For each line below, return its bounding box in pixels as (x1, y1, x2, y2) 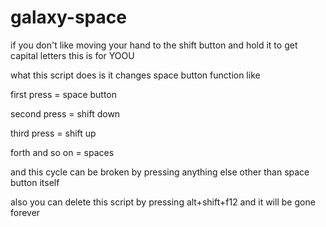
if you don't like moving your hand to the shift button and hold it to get (10, 39, 298, 51)
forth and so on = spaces (10, 146, 115, 158)
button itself (10, 176, 60, 188)
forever (10, 206, 41, 218)
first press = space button (10, 88, 118, 100)
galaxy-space (10, 6, 127, 29)
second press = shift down (10, 107, 121, 120)
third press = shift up (10, 127, 97, 139)
